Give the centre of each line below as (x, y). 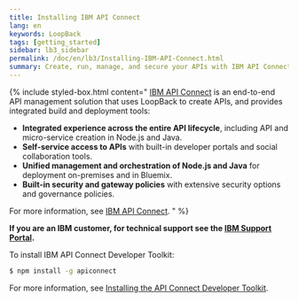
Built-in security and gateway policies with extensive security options (151, 184)
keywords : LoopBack (45, 34)
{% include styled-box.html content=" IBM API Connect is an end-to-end (142, 92)
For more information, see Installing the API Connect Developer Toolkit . (139, 288)
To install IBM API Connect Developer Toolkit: (92, 254)
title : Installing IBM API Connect (75, 17)
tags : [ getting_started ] (55, 42)
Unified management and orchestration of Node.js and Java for (141, 166)
